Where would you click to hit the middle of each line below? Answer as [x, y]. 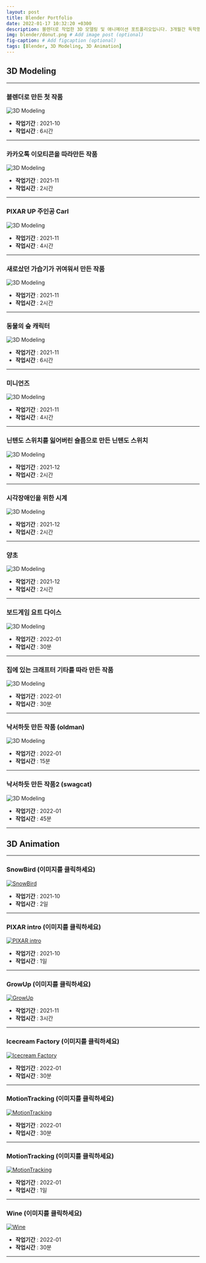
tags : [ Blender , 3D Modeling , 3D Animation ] [64, 47]
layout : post [23, 12]
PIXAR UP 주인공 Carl [38, 211]
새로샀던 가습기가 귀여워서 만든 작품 [56, 269]
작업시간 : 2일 [32, 904]
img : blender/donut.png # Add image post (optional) [75, 35]
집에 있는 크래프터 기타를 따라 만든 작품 [60, 670]
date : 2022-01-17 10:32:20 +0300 [49, 23]
